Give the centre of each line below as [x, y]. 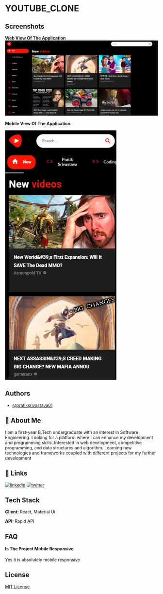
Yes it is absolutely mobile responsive [42, 560]
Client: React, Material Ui [30, 512]
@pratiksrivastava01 [32, 405]
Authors [18, 394]
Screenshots [25, 26]
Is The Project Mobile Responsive [39, 549]
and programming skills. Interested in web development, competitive [73, 443]
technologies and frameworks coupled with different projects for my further [81, 453]
